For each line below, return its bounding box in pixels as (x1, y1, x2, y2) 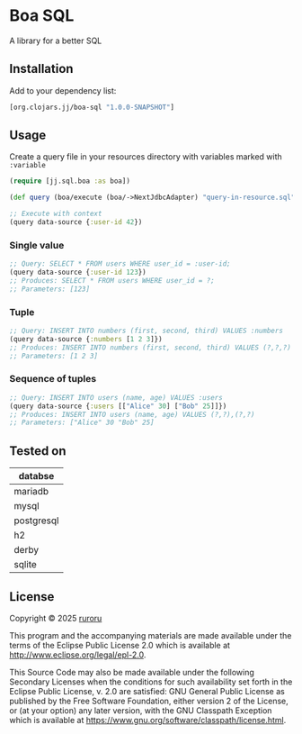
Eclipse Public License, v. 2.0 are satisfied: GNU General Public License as (9, 685, 285, 696)
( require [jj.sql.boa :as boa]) (9, 177, 130, 186)
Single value (9, 239, 65, 251)
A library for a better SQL (9, 35, 102, 46)
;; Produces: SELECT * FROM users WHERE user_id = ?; (9, 276, 216, 285)
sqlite (13, 558, 38, 571)
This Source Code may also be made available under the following (9, 666, 254, 677)
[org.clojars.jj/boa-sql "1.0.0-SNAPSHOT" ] (9, 103, 175, 112)
